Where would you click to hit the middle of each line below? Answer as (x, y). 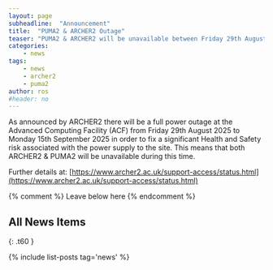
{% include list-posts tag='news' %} (69, 257)
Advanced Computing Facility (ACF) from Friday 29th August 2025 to (124, 131)
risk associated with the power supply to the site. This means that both (127, 148)
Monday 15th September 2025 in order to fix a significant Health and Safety (135, 139)
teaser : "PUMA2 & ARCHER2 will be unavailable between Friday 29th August (138, 39)
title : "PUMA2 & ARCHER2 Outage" (67, 31)
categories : (28, 46)
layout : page (30, 16)
